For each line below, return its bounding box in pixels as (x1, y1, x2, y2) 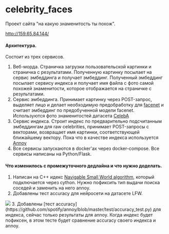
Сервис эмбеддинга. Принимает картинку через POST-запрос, (12, 96, 153, 103)
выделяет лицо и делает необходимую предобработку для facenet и (12, 102, 164, 108)
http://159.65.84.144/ (5, 30, 49, 36)
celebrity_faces (5, 4, 73, 15)
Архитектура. (5, 42, 37, 48)
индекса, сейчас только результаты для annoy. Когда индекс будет (5, 212, 153, 218)
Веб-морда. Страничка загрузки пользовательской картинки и (12, 64, 152, 70)
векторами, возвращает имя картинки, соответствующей (12, 129, 140, 135)
